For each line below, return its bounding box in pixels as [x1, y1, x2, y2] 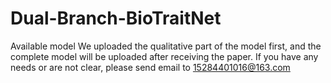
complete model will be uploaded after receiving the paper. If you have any [10, 50, 319, 62]
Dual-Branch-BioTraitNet [10, 7, 222, 30]
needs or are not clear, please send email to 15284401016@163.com [10, 61, 291, 73]
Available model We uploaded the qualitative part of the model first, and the [10, 40, 322, 52]
